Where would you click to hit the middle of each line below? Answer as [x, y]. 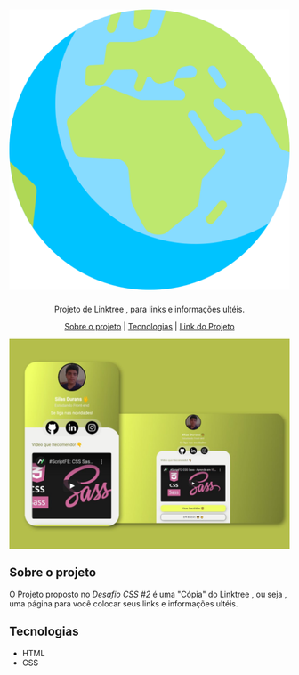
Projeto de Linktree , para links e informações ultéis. [149, 309]
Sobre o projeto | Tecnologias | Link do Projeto [149, 326]
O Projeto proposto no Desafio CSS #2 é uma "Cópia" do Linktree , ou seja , [148, 594]
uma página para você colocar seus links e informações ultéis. [124, 603]
